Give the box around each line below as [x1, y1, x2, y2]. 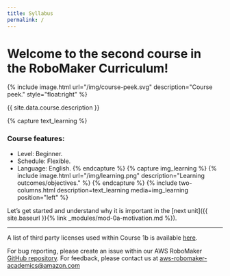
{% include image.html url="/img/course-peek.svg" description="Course [7, 83, 213, 91]
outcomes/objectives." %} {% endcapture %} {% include [16, 179, 178, 187]
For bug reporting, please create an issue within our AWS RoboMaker [7, 247, 203, 255]
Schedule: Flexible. [16, 157, 71, 165]
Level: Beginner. [16, 149, 63, 158]
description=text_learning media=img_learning [57, 186, 188, 194]
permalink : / [7, 16, 44, 23]
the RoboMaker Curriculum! [7, 60, 169, 76]
